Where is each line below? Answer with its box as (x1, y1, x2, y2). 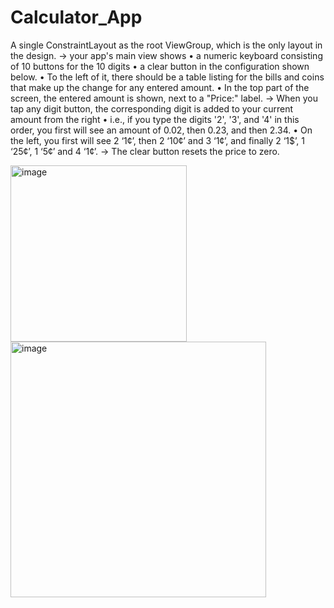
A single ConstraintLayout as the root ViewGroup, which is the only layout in (10, 39, 323, 51)
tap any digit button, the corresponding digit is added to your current (10, 102, 294, 115)
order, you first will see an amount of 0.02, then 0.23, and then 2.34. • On (10, 124, 313, 136)
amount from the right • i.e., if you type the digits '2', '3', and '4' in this (10, 113, 300, 125)
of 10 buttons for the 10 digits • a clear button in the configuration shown (10, 60, 310, 72)
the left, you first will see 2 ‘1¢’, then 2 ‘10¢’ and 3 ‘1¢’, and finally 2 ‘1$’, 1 (10, 134, 305, 146)
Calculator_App (10, 6, 143, 29)
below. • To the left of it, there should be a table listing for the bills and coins (10, 71, 325, 83)
